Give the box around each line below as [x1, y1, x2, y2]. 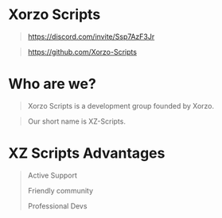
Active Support [27, 170, 77, 180]
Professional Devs [27, 201, 88, 211]
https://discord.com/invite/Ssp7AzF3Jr [27, 32, 155, 41]
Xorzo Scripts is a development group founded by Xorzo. [27, 101, 215, 110]
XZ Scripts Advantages [8, 144, 166, 163]
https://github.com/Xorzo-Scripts [27, 47, 138, 56]
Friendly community [27, 185, 94, 195]
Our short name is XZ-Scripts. [27, 117, 126, 126]
